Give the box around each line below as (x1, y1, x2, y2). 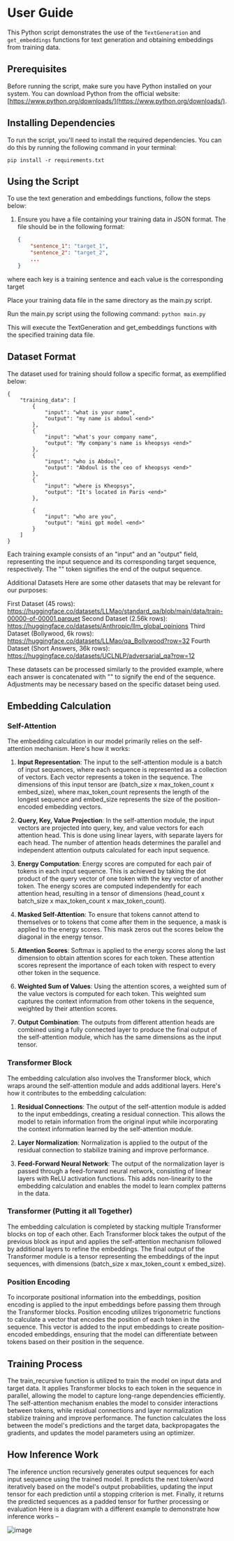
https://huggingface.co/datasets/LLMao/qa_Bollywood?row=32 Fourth (7, 636, 211, 645)
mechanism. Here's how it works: (34, 745, 131, 753)
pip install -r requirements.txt (7, 156, 105, 164)
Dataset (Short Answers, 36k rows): (7, 644, 110, 652)
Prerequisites (7, 63, 67, 75)
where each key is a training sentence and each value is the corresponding (7, 275, 224, 283)
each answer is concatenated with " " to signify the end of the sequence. (7, 672, 216, 681)
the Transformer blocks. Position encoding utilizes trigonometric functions (7, 1308, 221, 1316)
